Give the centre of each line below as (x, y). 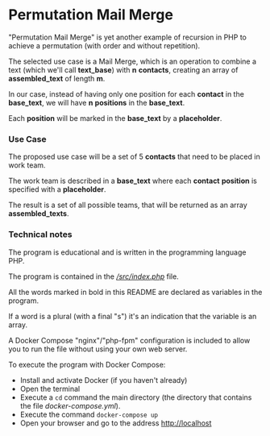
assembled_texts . (39, 214)
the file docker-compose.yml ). (70, 405)
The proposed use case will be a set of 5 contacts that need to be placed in (134, 157)
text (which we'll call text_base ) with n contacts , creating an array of (123, 69)
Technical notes (40, 235)
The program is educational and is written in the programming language (127, 252)
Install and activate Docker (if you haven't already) (104, 380)
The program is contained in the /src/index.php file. (93, 276)
